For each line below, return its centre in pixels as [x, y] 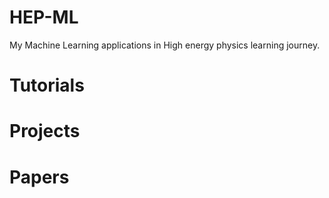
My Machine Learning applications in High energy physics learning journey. [165, 45]
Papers [39, 177]
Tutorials [47, 85]
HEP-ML [44, 17]
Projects [45, 131]
